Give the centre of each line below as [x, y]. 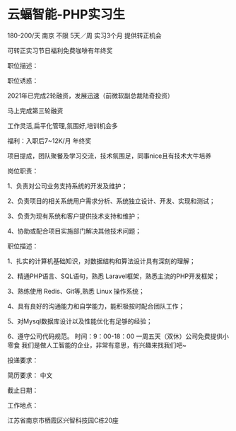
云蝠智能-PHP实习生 [66, 15]
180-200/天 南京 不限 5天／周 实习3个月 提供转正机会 [85, 35]
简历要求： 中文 [30, 375]
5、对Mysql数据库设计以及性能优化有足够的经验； [80, 321]
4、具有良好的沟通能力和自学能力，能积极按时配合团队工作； [96, 306]
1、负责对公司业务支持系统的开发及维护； [67, 185]
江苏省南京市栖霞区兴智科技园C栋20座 [63, 420]
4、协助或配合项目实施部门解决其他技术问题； [75, 231]
